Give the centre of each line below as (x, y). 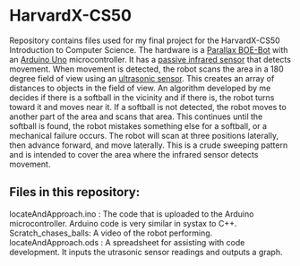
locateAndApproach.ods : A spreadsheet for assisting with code (127, 242)
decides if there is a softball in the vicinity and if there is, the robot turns (142, 97)
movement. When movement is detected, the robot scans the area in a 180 (146, 69)
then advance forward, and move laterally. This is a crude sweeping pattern (149, 145)
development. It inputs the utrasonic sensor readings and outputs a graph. (146, 252)
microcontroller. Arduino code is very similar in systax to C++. (123, 223)
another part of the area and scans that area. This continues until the (136, 116)
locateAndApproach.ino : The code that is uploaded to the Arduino (132, 214)
